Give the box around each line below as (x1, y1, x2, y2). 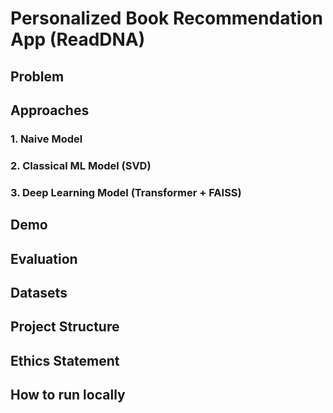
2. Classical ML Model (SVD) (10, 158, 152, 172)
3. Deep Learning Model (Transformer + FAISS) (10, 185, 242, 199)
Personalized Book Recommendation (10, 7, 323, 30)
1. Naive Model (10, 132, 83, 146)
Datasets (10, 284, 68, 301)
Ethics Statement (10, 352, 120, 369)
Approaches (10, 102, 90, 119)
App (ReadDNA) (10, 28, 146, 51)
